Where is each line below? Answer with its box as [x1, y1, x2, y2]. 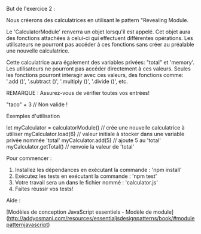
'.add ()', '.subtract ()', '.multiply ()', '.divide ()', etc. [6, 78, 129, 85]
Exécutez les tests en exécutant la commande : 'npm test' [14, 173, 157, 180]
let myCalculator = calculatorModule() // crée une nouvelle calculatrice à [6, 124, 185, 131]
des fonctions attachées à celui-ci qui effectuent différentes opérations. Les [6, 35, 193, 41]
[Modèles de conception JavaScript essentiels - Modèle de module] [6, 208, 174, 215]
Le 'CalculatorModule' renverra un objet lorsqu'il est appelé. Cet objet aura [6, 28, 191, 35]
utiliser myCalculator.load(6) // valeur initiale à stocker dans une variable [6, 131, 185, 137]
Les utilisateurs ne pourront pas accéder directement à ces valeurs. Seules [6, 65, 191, 72]
